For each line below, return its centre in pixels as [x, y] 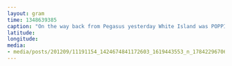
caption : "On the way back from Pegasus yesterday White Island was [108, 26]
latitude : [21, 33]
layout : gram [26, 13]
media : [17, 45]
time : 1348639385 [32, 20]
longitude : [23, 39]
